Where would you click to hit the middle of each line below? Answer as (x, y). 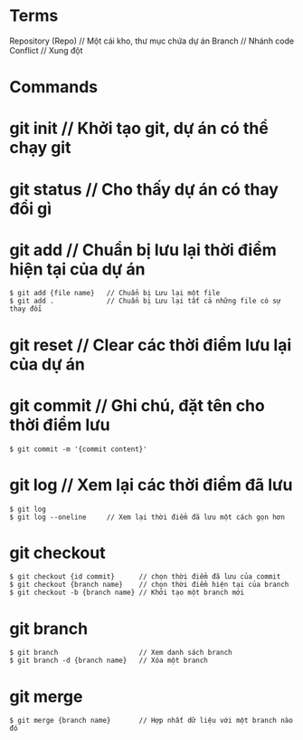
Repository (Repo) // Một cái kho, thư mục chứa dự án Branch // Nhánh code (152, 41)
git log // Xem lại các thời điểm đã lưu (151, 485)
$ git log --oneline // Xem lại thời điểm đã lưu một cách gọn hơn (147, 517)
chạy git (40, 148)
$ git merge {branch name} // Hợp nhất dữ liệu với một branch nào (151, 721)
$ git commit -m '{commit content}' (78, 449)
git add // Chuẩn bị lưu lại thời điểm (143, 250)
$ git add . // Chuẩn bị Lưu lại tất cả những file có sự (145, 301)
